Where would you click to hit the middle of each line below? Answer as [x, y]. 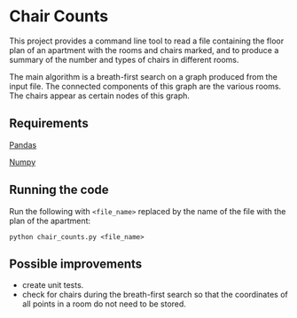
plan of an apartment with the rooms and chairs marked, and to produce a [144, 50]
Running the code [59, 190]
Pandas [23, 144]
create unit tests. [53, 285]
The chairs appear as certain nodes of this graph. [100, 96]
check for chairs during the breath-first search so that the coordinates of [155, 295]
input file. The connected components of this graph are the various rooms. [145, 86]
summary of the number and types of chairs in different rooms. [124, 59]
